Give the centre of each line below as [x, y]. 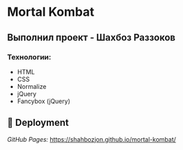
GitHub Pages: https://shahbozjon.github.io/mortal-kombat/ [92, 139]
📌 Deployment [38, 123]
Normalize [32, 86]
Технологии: [29, 57]
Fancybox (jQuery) [44, 101]
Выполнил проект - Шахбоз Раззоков [91, 37]
